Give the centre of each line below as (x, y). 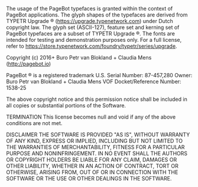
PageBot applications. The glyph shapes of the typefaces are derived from (97, 15)
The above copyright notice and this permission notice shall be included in (97, 99)
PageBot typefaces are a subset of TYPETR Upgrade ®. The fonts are (91, 34)
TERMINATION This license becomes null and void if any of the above (91, 117)
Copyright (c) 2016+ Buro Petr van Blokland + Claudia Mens (79, 58)
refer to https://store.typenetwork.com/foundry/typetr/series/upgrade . (92, 46)
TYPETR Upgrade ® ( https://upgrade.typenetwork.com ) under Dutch (90, 21)
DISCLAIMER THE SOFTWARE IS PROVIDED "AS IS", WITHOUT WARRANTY (98, 134)
